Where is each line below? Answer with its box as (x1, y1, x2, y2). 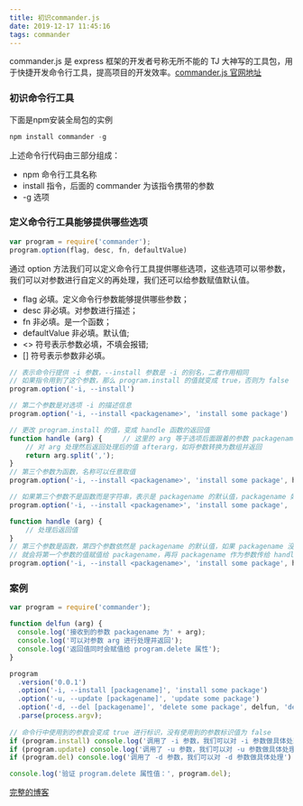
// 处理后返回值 (25, 525, 78, 534)
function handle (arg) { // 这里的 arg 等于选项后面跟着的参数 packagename (9, 434, 298, 443)
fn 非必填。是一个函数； (22, 316, 113, 327)
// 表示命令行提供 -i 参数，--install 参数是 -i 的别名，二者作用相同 (9, 367, 249, 377)
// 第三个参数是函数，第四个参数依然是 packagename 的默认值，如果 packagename (9, 542, 284, 551)
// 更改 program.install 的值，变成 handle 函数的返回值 (9, 425, 210, 434)
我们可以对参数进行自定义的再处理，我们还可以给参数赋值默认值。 (9, 274, 254, 285)
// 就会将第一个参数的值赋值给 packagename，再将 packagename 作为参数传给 (9, 551, 271, 560)
